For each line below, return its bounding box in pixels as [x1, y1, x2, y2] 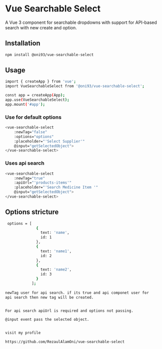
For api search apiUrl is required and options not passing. [5, 308, 134, 313]
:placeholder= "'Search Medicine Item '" [14, 185, 98, 190]
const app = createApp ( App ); [5, 93, 65, 98]
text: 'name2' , [40, 267, 72, 272]
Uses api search [5, 160, 44, 167]
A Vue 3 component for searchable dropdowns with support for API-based [5, 19, 157, 25]
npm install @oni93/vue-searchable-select [5, 52, 94, 57]
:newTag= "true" [14, 176, 45, 181]
